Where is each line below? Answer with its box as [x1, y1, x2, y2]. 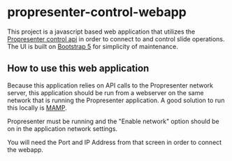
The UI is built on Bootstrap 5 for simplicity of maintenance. [7, 42, 178, 50]
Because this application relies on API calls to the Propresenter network [7, 81, 214, 90]
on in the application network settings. [7, 124, 117, 133]
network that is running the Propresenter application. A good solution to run [7, 96, 225, 104]
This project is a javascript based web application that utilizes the [7, 27, 196, 36]
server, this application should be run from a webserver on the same [7, 88, 204, 97]
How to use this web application [7, 62, 150, 74]
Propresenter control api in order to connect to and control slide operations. [7, 34, 225, 43]
